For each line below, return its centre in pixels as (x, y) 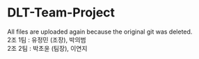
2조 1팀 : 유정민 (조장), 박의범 (47, 40)
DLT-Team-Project (61, 13)
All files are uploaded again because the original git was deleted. (100, 32)
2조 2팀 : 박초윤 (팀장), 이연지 (47, 48)
